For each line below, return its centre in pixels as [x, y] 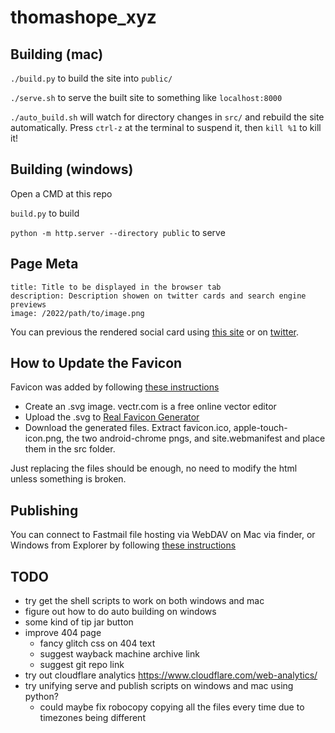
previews [28, 304]
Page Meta [44, 264]
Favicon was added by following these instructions [115, 387]
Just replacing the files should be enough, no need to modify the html [154, 468]
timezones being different [92, 718]
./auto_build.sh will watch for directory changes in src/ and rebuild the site [167, 117]
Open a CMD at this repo [61, 193]
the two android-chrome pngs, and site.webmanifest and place [196, 438]
